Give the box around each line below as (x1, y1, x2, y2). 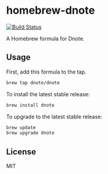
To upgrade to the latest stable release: (6, 113, 103, 120)
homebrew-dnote (6, 4, 95, 17)
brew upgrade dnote (6, 130, 55, 136)
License (6, 146, 36, 157)
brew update (6, 124, 36, 130)
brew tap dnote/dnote (6, 80, 60, 86)
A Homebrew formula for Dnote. (6, 35, 85, 42)
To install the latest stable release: (6, 90, 90, 97)
